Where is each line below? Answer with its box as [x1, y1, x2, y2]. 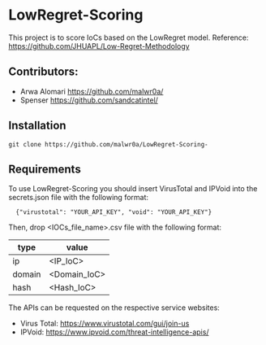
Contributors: [8, 65, 79, 79]
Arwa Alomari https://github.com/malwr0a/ [19, 86, 164, 96]
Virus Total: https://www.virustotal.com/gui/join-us [19, 319, 190, 329]
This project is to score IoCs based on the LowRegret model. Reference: [8, 33, 249, 42]
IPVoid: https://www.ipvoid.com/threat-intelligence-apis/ [19, 327, 209, 337]
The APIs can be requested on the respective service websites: [8, 303, 221, 312]
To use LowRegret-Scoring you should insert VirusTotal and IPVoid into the [8, 184, 258, 194]
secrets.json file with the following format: [8, 193, 148, 203]
